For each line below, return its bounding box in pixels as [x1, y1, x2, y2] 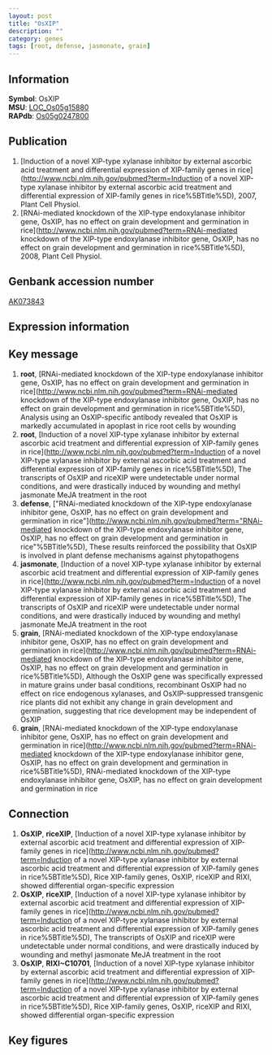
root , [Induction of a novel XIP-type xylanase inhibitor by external [19, 429, 240, 439]
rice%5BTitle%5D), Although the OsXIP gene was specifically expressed [19, 671, 264, 681]
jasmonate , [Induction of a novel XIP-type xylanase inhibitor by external [19, 558, 261, 569]
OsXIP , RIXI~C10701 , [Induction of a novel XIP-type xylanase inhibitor [19, 958, 255, 968]
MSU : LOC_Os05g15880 [8, 102, 89, 112]
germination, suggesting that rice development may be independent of [19, 706, 257, 715]
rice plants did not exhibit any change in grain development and [19, 697, 234, 707]
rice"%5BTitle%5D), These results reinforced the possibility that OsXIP [19, 541, 257, 551]
